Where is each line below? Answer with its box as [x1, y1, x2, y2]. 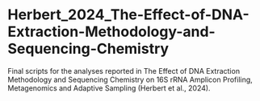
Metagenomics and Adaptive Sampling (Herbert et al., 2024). [7, 83, 211, 93]
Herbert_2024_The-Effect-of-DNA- [7, 6, 250, 24]
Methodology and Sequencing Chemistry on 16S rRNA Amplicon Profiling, [7, 75, 254, 84]
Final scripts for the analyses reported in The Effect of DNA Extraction [7, 66, 240, 75]
